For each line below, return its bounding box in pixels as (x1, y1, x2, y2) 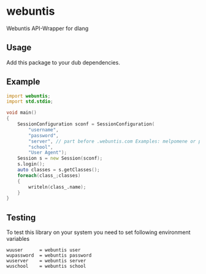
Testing (6, 212, 36, 222)
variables (6, 235, 29, 243)
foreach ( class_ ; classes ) (17, 172, 81, 179)
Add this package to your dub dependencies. (6, 58, 121, 66)
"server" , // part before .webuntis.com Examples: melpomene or (28, 138, 196, 144)
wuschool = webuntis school (6, 263, 86, 270)
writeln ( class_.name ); (28, 184, 86, 190)
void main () (6, 109, 37, 116)
